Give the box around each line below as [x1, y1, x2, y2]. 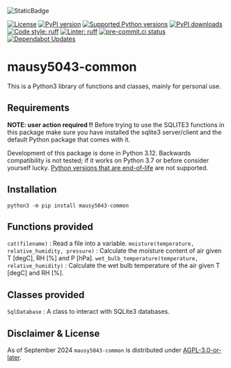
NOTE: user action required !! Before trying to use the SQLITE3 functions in [7, 120, 225, 128]
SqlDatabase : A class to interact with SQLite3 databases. [7, 308, 170, 316]
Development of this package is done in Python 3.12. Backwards [7, 149, 191, 157]
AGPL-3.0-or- [183, 346, 222, 354]
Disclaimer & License [7, 327, 100, 340]
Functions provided [7, 221, 94, 233]
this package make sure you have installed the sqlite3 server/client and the [7, 128, 222, 136]
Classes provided [7, 289, 85, 301]
